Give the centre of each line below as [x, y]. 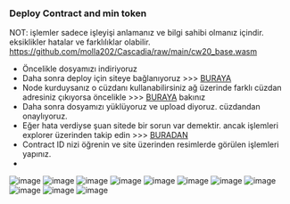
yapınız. [37, 154]
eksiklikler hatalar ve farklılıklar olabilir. [80, 42]
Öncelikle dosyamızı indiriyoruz [80, 69]
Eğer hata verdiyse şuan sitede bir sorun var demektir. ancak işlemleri [150, 126]
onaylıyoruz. [45, 116]
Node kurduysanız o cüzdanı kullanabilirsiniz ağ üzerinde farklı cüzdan [152, 88]
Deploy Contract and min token [78, 13]
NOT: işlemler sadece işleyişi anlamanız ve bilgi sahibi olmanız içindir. [137, 33]
